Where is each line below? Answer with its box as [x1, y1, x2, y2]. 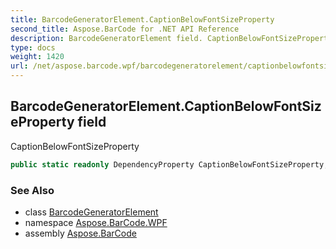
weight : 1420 [10, 52, 65, 62]
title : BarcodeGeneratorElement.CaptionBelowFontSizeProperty [10, 14, 275, 25]
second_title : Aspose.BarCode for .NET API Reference [10, 24, 240, 34]
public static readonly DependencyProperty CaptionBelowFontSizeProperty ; [10, 159, 329, 170]
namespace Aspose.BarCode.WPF [24, 216, 168, 228]
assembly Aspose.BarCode [24, 227, 137, 239]
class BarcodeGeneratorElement [24, 206, 159, 218]
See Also [10, 183, 55, 197]
